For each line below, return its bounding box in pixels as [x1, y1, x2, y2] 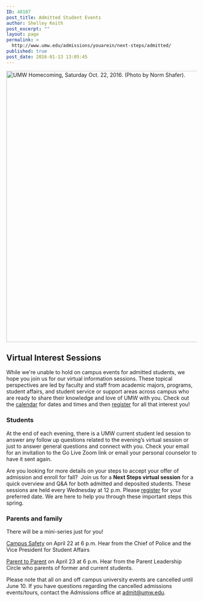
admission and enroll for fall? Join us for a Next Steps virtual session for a [6, 473, 194, 481]
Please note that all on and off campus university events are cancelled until [6, 576, 193, 583]
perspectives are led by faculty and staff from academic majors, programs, [6, 381, 193, 389]
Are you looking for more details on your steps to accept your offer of [6, 467, 179, 474]
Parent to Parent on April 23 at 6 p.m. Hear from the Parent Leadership [6, 558, 182, 565]
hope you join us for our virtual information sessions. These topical [6, 375, 173, 383]
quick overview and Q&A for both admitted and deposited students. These [6, 480, 191, 487]
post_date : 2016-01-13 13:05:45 [6, 54, 88, 60]
